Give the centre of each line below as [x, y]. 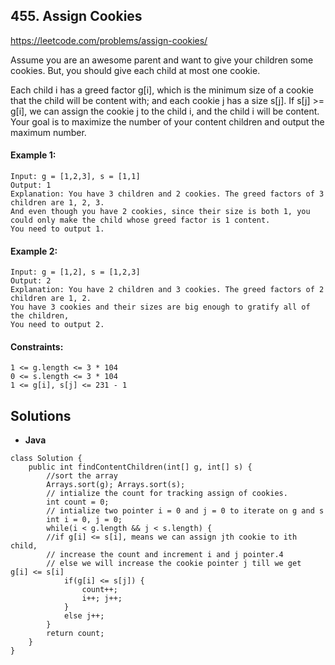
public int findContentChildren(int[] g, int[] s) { [140, 467]
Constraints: [37, 346]
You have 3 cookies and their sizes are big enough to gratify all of [160, 307]
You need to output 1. [57, 229]
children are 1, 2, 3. [57, 203]
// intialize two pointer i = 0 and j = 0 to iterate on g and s [185, 511]
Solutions [41, 415]
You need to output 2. [57, 325]
